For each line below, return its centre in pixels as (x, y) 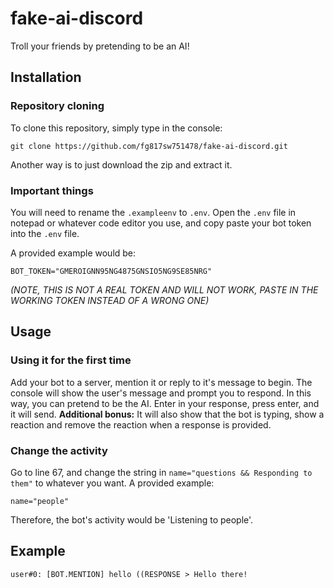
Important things (52, 190)
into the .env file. (45, 233)
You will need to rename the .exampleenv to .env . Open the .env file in (153, 212)
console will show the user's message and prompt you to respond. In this (161, 393)
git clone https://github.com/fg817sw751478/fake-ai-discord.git (149, 146)
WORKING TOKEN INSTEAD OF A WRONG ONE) (110, 300)
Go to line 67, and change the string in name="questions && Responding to (161, 472)
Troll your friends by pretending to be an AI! (100, 46)
